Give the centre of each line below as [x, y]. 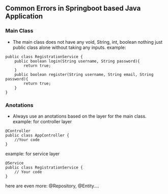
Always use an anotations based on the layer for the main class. [79, 116]
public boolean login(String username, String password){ [77, 61]
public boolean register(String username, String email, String [84, 74]
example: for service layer [33, 154]
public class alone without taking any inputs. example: [69, 47]
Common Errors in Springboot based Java [73, 8]
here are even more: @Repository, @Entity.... [52, 186]
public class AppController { [37, 135]
